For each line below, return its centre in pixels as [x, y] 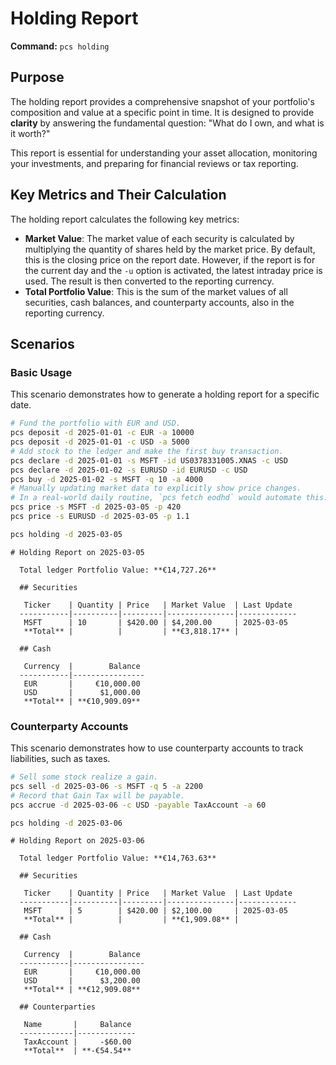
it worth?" [30, 133]
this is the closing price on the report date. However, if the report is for [170, 259]
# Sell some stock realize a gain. [84, 777]
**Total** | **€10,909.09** [82, 701]
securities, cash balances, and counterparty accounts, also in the [159, 302]
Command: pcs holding [60, 46]
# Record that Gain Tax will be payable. [98, 795]
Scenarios [42, 343]
